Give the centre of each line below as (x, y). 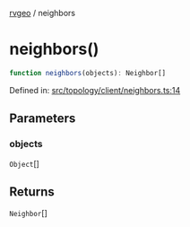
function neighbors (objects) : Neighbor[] (88, 73)
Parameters (43, 119)
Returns (32, 192)
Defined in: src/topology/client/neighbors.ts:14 (95, 90)
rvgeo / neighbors (43, 13)
